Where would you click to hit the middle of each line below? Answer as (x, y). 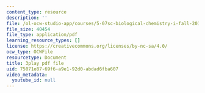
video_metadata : (27, 75)
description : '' (27, 18)
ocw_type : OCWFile (30, 52)
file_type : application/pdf (42, 35)
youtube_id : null (34, 80)
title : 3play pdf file (35, 63)
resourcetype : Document (37, 58)
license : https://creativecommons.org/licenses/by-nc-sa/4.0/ (87, 46)
